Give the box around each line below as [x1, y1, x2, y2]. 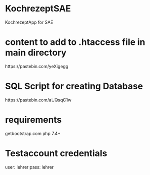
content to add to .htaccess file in [5, 36, 146, 48]
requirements [5, 114, 62, 125]
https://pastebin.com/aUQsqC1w [5, 97, 72, 103]
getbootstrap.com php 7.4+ [5, 130, 61, 136]
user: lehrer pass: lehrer [5, 164, 54, 170]
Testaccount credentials [5, 147, 108, 159]
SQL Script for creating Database [5, 81, 143, 92]
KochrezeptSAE [5, 3, 71, 14]
